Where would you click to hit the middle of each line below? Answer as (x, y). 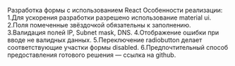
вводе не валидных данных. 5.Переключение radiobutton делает (105, 40)
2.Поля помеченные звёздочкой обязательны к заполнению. (99, 25)
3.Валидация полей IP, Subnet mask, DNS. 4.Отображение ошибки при (113, 32)
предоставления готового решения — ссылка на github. (92, 55)
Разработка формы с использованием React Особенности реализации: (115, 10)
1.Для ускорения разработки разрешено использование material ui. (109, 18)
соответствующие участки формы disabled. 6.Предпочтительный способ (118, 47)
